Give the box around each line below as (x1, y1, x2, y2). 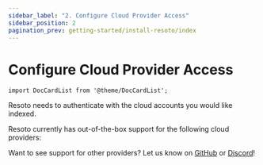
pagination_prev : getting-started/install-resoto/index (8, 26, 196, 34)
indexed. (8, 109, 37, 119)
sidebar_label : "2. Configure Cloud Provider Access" (8, 11, 190, 20)
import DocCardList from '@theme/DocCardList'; (8, 86, 169, 95)
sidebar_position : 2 (8, 19, 77, 27)
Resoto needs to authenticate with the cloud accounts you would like (8, 101, 233, 110)
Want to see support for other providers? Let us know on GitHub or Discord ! (8, 148, 256, 158)
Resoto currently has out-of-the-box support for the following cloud (8, 125, 230, 134)
